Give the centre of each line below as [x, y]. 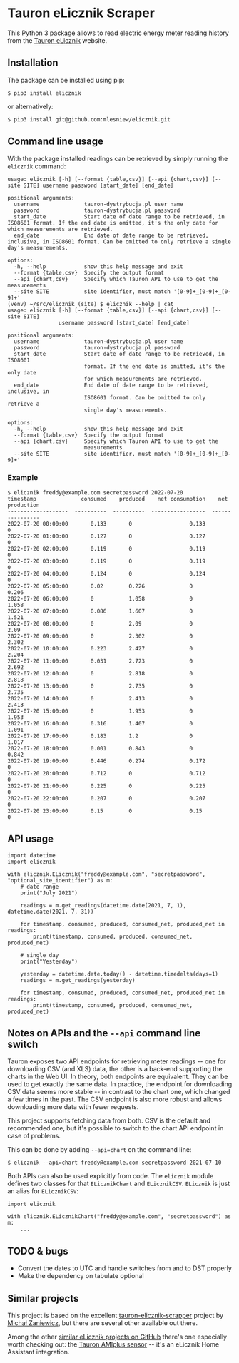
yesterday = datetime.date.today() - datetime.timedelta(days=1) [119, 974]
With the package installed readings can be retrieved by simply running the [118, 158]
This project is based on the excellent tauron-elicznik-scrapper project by [115, 1316]
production [24, 505]
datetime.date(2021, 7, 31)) [51, 912]
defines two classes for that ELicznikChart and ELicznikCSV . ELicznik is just [119, 1184]
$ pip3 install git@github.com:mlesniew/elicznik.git [89, 119]
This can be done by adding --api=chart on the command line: [100, 1150]
